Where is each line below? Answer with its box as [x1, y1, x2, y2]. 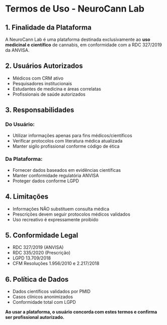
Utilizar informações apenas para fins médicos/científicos [12, 132, 132, 139]
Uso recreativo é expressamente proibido [12, 216, 99, 222]
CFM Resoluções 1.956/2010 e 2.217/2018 [12, 261, 100, 267]
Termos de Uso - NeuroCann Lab [5, 3, 145, 15]
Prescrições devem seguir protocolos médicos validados [12, 211, 131, 217]
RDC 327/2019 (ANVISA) [12, 244, 64, 250]
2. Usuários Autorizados [5, 61, 83, 71]
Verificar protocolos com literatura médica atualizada [12, 138, 123, 144]
